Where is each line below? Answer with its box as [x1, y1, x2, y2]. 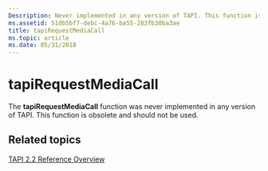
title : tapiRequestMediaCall [8, 26, 105, 34]
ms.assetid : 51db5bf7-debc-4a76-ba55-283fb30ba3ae [8, 19, 180, 27]
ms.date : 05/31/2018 [8, 41, 77, 49]
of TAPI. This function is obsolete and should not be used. [8, 111, 199, 120]
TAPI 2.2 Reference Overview [8, 154, 105, 164]
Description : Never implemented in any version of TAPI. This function [8, 11, 251, 20]
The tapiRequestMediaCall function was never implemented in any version [8, 102, 256, 111]
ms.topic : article [8, 33, 69, 42]
